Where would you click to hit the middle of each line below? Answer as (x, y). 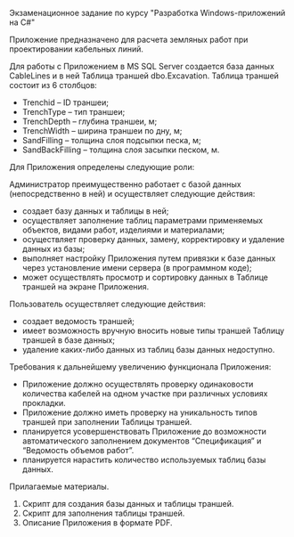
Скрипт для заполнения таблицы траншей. (103, 513)
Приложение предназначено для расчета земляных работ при (129, 40)
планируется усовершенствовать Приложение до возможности (144, 431)
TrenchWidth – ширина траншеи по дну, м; (102, 131)
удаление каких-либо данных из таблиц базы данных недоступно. (148, 350)
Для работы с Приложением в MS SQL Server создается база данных (142, 66)
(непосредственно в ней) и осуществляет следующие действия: (132, 194)
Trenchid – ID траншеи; (65, 102)
